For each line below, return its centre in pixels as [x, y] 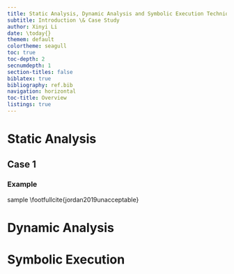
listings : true [29, 105]
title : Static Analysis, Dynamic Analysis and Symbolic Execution [106, 14]
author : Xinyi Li [32, 26]
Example [22, 184]
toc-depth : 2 [26, 59]
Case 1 [22, 165]
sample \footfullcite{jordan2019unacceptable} [73, 199]
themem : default [31, 40]
